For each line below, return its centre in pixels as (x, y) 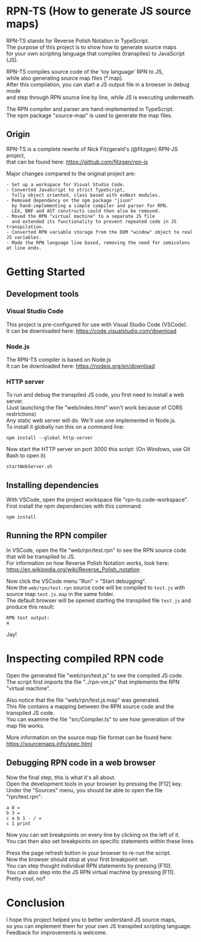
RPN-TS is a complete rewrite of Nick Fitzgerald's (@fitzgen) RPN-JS (92, 149)
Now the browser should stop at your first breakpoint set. (78, 859)
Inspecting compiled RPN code (85, 659)
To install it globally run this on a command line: (65, 427)
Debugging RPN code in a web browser (81, 763)
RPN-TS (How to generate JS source (99, 11)
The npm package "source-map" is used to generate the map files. (90, 115)
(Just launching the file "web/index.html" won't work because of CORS (94, 408)
